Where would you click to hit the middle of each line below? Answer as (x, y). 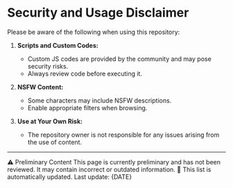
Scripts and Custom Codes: (58, 45)
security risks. (48, 66)
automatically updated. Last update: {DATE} (70, 177)
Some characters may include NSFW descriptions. (100, 100)
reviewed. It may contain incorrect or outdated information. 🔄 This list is (109, 169)
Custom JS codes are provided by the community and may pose (119, 59)
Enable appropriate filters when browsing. (87, 108)
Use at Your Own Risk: (50, 121)
